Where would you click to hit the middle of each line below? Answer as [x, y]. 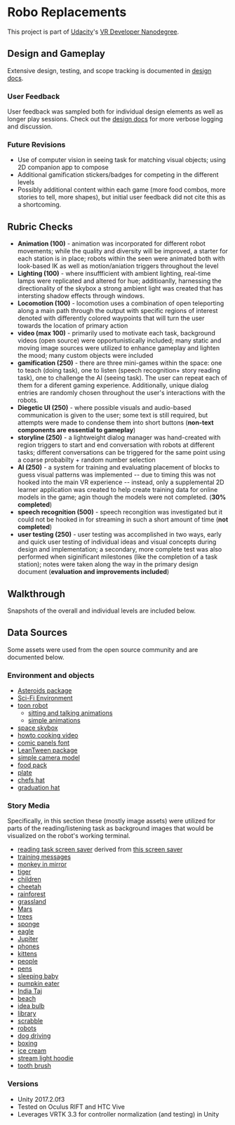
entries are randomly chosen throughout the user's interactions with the [121, 393]
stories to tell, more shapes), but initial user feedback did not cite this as [121, 197]
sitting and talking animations [70, 713]
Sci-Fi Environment [45, 698]
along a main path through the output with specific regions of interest [117, 311]
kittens [27, 954]
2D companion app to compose [63, 167]
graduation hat [39, 787]
